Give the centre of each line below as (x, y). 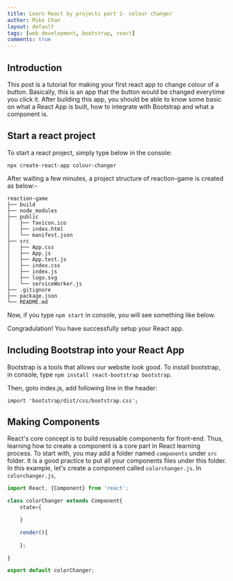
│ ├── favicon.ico (37, 223)
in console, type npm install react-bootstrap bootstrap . (89, 374)
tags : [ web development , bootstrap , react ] (71, 33)
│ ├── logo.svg (32, 278)
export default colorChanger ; (51, 571)
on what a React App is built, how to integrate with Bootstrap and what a (111, 106)
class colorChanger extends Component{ (65, 501)
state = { (31, 508)
